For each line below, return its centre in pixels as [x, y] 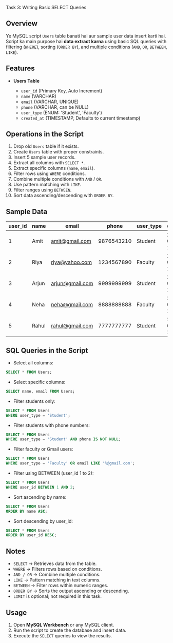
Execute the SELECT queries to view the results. [63, 635]
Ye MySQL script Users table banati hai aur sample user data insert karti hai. [86, 36]
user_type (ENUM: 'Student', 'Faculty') [61, 112]
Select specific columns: [39, 382]
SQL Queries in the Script [47, 350]
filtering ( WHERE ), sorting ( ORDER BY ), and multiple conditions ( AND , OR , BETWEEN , [86, 47]
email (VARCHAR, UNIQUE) [50, 102]
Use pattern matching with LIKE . [47, 185]
